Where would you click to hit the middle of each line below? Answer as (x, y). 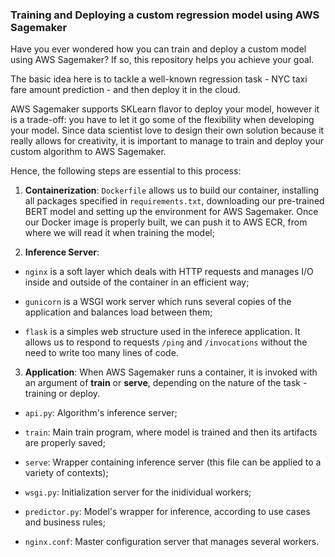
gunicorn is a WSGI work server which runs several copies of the (158, 302)
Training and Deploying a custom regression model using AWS (165, 15)
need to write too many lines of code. (101, 353)
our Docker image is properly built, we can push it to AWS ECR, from (166, 222)
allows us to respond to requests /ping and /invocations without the (166, 342)
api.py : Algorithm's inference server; (101, 413)
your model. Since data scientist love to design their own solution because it (167, 130)
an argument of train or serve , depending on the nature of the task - (166, 383)
